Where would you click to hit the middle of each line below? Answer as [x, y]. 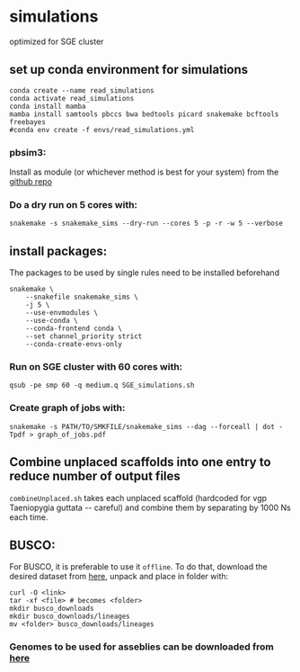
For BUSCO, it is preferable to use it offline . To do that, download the [138, 567]
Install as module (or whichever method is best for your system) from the [144, 172]
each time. [29, 517]
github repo [31, 182]
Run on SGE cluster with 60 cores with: [96, 367]
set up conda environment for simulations [129, 70]
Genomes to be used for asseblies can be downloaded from [141, 647]
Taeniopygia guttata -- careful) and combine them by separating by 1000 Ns [150, 507]
